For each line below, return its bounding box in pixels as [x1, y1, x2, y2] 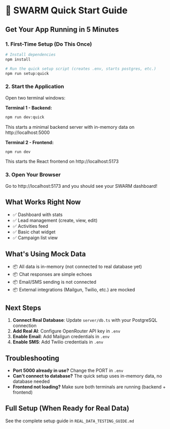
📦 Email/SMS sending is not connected [12, 279, 96, 285]
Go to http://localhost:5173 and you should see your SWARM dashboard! [5, 183, 157, 189]
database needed [12, 378, 50, 384]
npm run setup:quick [5, 71, 50, 76]
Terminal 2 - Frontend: [5, 139, 54, 145]
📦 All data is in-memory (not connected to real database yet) [12, 264, 142, 270]
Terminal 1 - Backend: [5, 105, 53, 111]
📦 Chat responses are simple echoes [12, 271, 92, 278]
